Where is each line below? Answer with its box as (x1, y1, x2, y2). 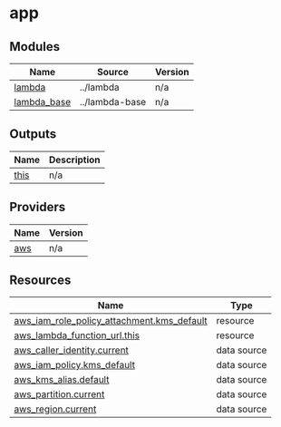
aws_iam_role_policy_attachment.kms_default (14, 315, 208, 327)
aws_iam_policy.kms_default (14, 359, 136, 372)
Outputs (9, 126, 57, 142)
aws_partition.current (14, 388, 105, 401)
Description (48, 153, 102, 166)
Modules (9, 39, 61, 54)
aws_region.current (14, 403, 97, 415)
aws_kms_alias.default (14, 374, 110, 386)
